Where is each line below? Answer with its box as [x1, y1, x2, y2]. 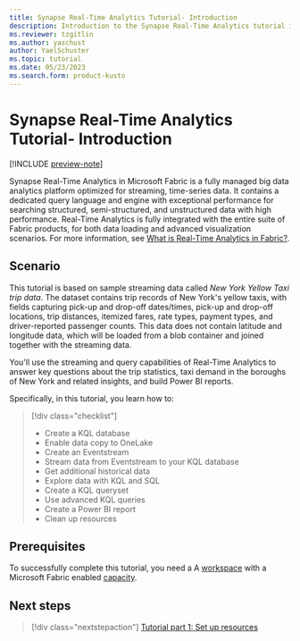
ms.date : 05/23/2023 [9, 63, 87, 72]
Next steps [9, 598, 71, 613]
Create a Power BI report [44, 503, 137, 514]
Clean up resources [44, 513, 118, 524]
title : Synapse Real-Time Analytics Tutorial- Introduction [9, 13, 238, 22]
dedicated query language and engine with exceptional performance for [9, 194, 274, 206]
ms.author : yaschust [9, 38, 87, 47]
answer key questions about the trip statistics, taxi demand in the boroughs [9, 366, 287, 376]
